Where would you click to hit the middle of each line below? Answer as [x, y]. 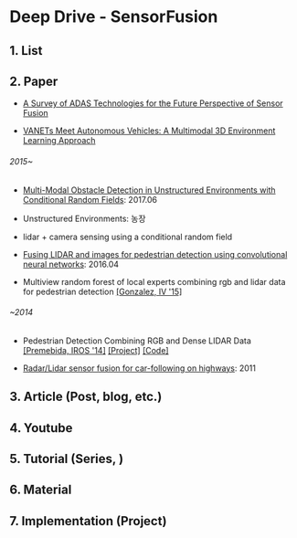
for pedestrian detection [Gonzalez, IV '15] [102, 291]
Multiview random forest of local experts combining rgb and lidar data [154, 281]
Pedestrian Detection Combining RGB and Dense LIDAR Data [137, 341]
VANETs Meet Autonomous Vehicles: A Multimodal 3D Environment [149, 131]
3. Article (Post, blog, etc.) [86, 397]
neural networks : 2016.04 [71, 264]
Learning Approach [59, 141]
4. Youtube [41, 428]
